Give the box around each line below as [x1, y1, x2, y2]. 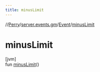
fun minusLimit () [5, 61, 39, 67]
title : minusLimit [5, 7, 44, 13]
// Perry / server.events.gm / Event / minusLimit [5, 21, 95, 27]
